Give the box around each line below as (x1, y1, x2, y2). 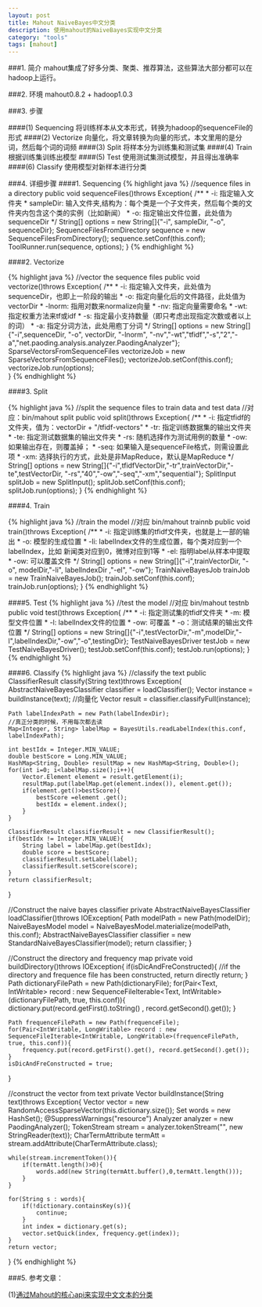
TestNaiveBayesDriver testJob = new (130, 636, 250, 646)
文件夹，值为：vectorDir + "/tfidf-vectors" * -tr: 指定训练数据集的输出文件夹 (8, 423, 252, 432)
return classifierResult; (8, 876, 92, 884)
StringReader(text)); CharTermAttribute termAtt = (8, 1130, 166, 1140)
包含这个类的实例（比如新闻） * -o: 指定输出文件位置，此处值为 (28, 209, 232, 218)
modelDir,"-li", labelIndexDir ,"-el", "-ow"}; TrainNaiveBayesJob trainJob (18, 566, 250, 575)
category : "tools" (8, 33, 68, 42)
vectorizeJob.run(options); (8, 363, 95, 373)
